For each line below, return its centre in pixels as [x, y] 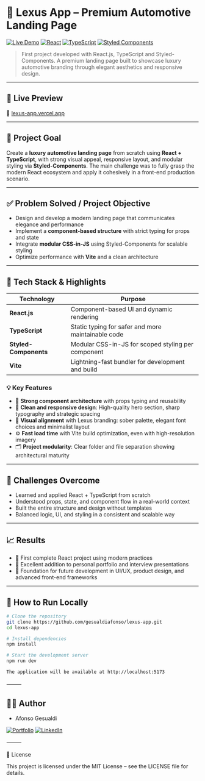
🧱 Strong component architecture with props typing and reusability [100, 401]
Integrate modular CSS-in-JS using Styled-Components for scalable [101, 244]
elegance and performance [49, 224]
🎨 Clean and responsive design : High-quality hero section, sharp [97, 407]
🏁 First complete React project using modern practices [84, 558]
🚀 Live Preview [35, 98]
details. [16, 772]
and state [27, 238]
